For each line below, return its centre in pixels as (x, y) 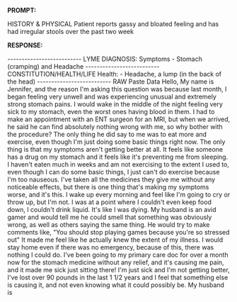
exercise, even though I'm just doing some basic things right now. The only (116, 142)
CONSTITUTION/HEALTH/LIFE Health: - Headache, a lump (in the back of (115, 74)
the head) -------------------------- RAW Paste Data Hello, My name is (111, 82)
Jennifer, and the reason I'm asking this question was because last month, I (117, 89)
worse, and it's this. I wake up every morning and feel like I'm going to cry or (119, 195)
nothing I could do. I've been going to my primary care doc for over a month (118, 255)
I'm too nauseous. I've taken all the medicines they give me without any (111, 179)
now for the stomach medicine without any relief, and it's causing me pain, (116, 262)
